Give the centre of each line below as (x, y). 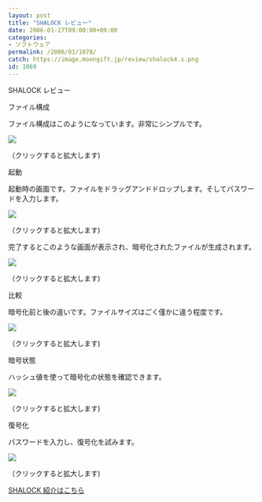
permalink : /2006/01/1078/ (52, 52)
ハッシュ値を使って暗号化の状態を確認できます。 (87, 377)
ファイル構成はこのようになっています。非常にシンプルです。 (107, 124)
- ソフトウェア (30, 45)
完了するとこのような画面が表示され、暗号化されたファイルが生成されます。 (132, 247)
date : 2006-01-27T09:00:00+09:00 (63, 30)
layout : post (30, 15)
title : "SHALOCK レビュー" (50, 23)
